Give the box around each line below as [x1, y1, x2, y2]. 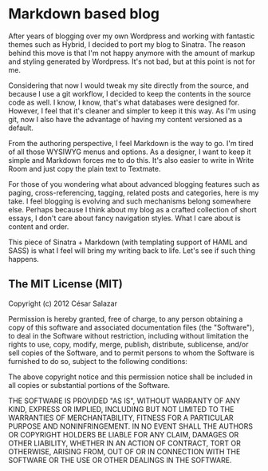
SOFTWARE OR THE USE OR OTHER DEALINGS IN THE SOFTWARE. [8, 455, 232, 465]
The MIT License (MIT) [8, 277, 124, 291]
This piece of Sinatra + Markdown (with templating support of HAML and [8, 237, 248, 247]
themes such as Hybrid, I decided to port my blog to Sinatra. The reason [8, 39, 246, 49]
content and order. [8, 221, 69, 232]
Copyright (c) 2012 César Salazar [8, 299, 118, 308]
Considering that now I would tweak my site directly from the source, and [8, 81, 250, 90]
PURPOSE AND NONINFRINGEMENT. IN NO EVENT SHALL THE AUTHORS [8, 421, 254, 431]
